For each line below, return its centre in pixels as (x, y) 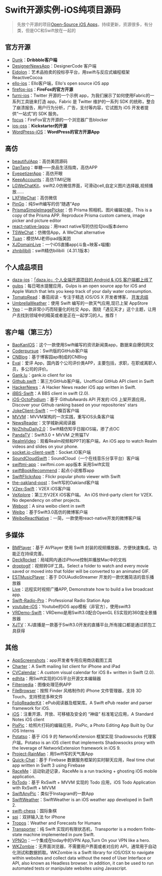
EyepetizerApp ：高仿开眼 (37, 173)
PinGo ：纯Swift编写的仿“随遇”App (46, 204)
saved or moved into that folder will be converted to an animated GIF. (81, 571)
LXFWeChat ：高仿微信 (34, 198)
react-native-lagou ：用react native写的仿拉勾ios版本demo (70, 226)
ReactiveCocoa (27, 77)
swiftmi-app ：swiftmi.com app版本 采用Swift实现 (61, 464)
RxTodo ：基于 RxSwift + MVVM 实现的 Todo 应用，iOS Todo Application (84, 782)
